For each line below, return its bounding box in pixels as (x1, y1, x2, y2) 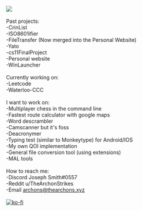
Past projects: (6, 18, 40, 25)
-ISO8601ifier (6, 30, 39, 37)
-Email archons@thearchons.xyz (6, 186, 85, 193)
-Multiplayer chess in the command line (6, 105, 102, 112)
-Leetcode (6, 80, 32, 87)
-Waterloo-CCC (6, 86, 44, 93)
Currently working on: (6, 74, 59, 81)
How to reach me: (6, 168, 49, 175)
